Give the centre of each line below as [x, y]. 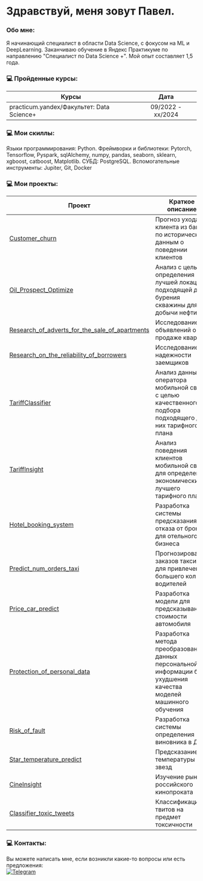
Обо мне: [21, 30]
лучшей [166, 282]
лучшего [168, 488]
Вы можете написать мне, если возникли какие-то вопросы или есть [96, 859]
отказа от [169, 528]
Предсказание [176, 752]
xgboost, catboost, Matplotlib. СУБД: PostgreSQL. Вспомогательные [93, 161]
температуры [175, 760]
